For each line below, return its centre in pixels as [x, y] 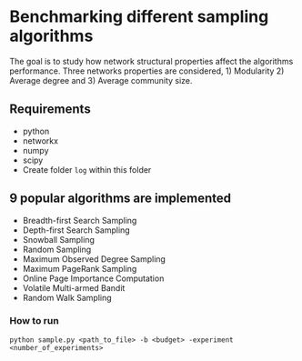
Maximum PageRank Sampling [80, 268]
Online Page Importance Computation [93, 278]
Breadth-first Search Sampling [80, 220]
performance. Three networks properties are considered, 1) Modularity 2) [147, 71]
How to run [34, 321]
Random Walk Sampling [67, 297]
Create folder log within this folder [87, 169]
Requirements [50, 110]
